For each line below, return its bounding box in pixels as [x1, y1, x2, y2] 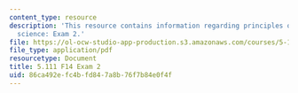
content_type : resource [9, 12, 98, 22]
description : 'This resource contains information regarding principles [9, 21, 284, 30]
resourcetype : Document [9, 54, 98, 63]
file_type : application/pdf [9, 46, 114, 55]
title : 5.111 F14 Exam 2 [9, 63, 101, 72]
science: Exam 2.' [17, 29, 86, 38]
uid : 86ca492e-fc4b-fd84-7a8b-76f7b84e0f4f [9, 71, 173, 80]
